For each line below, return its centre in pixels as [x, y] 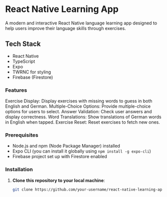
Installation [19, 170]
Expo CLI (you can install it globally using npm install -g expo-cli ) [82, 151]
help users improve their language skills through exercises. [66, 28]
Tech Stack [23, 44]
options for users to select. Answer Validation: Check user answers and [79, 112]
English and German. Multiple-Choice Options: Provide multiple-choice [78, 106]
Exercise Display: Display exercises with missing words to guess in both [79, 101]
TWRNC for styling [32, 72]
